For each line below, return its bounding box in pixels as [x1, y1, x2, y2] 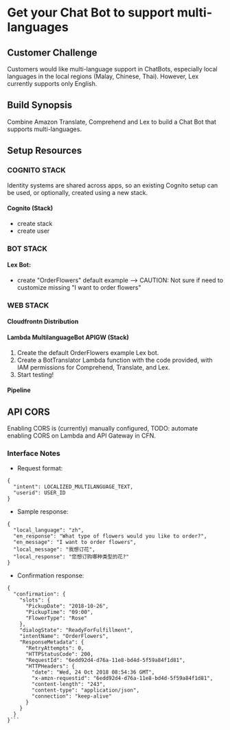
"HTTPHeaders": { [25, 663, 76, 670]
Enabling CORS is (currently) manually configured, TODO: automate [7, 424, 198, 432]
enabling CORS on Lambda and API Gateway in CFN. [7, 431, 157, 440]
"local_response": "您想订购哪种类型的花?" [13, 554, 129, 560]
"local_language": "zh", [13, 527, 84, 534]
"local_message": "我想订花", [13, 546, 96, 554]
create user [16, 227, 50, 235]
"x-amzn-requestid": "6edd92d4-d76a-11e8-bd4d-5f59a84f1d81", [32, 675, 214, 682]
